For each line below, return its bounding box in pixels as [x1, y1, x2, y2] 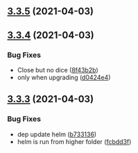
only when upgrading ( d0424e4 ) [17, 73, 111, 82]
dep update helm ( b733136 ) [17, 130, 97, 138]
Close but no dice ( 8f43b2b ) [17, 66, 98, 74]
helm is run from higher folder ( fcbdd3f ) [17, 137, 132, 145]
